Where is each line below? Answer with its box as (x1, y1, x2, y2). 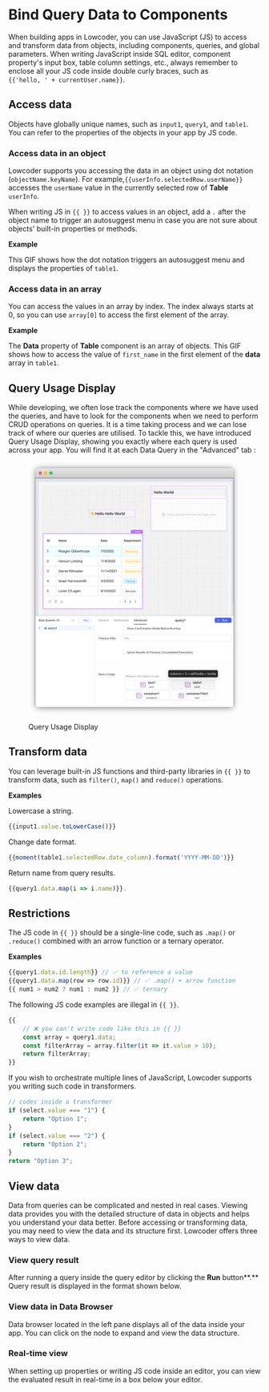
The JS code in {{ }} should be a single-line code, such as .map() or (8, 927, 235, 938)
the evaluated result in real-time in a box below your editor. (8, 1374, 203, 1384)
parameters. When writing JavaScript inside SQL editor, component (8, 49, 231, 58)
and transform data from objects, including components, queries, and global (8, 40, 260, 50)
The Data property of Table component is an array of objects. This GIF (8, 341, 242, 351)
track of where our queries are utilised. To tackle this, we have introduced (8, 428, 251, 438)
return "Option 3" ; (8, 1157, 74, 1165)
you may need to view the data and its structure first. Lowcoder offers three (8, 1225, 258, 1235)
